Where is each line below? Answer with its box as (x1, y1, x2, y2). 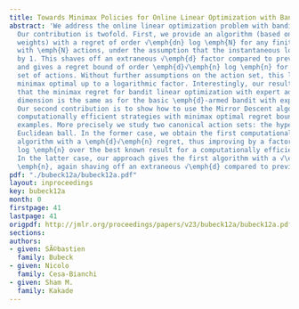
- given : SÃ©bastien (9, 245, 86, 254)
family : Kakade (17, 286, 74, 295)
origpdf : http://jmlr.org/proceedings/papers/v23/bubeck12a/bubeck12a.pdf (9, 220, 293, 229)
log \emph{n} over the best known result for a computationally (17, 145, 261, 154)
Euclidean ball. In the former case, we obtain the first (17, 129, 238, 138)
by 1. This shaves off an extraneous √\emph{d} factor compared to (17, 54, 273, 63)
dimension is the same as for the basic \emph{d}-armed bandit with (17, 95, 277, 105)
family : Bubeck (17, 253, 74, 263)
